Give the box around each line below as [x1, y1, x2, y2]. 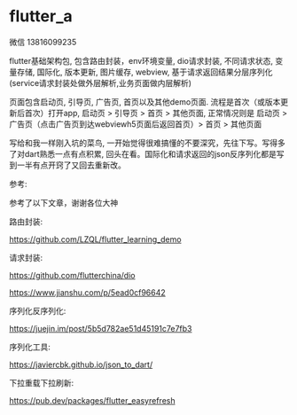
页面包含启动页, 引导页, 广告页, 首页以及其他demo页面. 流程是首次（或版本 [9, 96, 281, 107]
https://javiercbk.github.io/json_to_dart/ [9, 359, 153, 370]
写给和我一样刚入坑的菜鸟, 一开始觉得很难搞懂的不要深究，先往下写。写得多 [9, 137, 285, 148]
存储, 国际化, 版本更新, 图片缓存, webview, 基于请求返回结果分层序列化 [16, 67, 273, 77]
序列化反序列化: [9, 305, 66, 316]
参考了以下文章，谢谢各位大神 [9, 197, 118, 207]
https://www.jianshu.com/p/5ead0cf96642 [9, 286, 166, 298]
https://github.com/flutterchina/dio [9, 270, 136, 280]
